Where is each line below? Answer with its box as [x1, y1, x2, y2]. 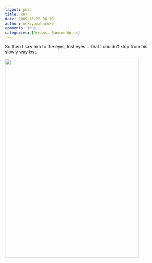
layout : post [5, 7, 32, 12]
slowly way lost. [5, 49, 38, 55]
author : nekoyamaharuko [5, 21, 54, 26]
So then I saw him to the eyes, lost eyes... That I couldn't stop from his [5, 44, 148, 49]
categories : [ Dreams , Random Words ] [5, 30, 80, 35]
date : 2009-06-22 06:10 [5, 16, 54, 21]
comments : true [5, 26, 36, 31]
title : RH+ [5, 12, 28, 17]
